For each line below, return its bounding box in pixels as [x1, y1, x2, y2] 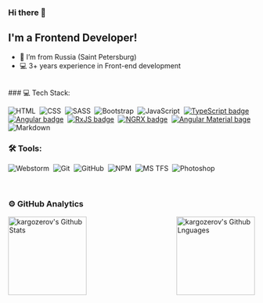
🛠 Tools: [8, 143, 42, 154]
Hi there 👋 [8, 7, 47, 18]
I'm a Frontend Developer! [8, 31, 138, 45]
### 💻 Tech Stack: [8, 88, 70, 97]
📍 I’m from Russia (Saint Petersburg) [19, 52, 137, 61]
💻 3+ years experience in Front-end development [19, 60, 182, 70]
